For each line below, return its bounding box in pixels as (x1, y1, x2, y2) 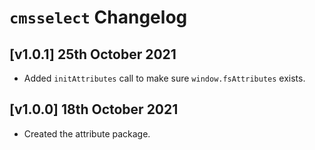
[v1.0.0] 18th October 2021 (9, 101, 179, 118)
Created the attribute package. (23, 127, 151, 140)
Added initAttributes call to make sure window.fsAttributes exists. (23, 72, 306, 84)
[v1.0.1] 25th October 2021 (9, 46, 177, 63)
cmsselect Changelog (9, 6, 188, 29)
